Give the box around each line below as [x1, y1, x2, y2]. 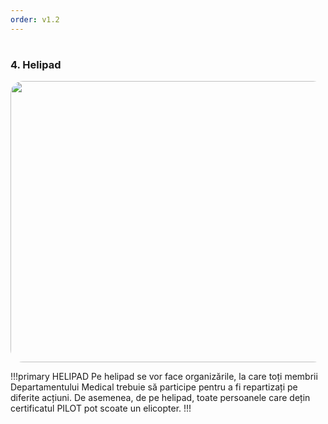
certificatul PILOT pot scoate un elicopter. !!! [10, 402, 192, 415]
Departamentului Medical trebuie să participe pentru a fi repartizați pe [10, 381, 298, 393]
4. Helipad [10, 57, 62, 71]
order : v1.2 [10, 14, 60, 25]
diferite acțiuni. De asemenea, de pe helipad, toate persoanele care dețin [10, 392, 311, 404]
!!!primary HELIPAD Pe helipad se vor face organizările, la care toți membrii [10, 371, 318, 383]
